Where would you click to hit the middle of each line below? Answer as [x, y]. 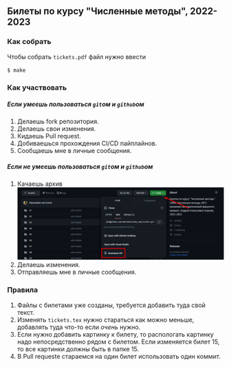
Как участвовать [37, 87]
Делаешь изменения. [48, 265]
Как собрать [29, 42]
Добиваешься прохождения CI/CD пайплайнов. [87, 143]
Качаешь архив [40, 184]
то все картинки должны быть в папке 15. [78, 349]
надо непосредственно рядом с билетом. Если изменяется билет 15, [118, 342]
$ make [16, 70]
